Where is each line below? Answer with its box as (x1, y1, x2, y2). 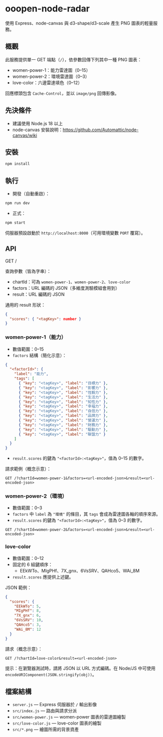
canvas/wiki (12, 132, 37, 138)
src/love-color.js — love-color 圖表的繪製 (12, 720, 102, 726)
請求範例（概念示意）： (5, 466, 51, 472)
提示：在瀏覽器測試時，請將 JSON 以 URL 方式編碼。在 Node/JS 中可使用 (5, 665, 156, 671)
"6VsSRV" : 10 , (14, 618, 43, 623)
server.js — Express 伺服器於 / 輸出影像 (12, 702, 97, 708)
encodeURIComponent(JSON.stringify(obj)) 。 (5, 671, 97, 677)
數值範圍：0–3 (12, 505, 42, 511)
